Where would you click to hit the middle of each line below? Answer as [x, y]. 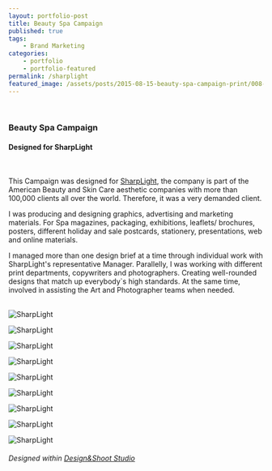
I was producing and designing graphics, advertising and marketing [121, 214]
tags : [17, 39]
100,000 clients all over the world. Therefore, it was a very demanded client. [135, 198]
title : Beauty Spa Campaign [56, 24]
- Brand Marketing [54, 46]
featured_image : [36, 83]
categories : [28, 54]
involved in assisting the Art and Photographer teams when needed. [121, 289]
